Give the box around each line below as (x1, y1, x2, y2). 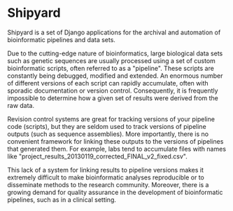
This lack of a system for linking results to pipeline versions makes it (7, 165, 204, 174)
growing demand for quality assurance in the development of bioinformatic (7, 188, 223, 196)
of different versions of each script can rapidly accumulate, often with (7, 79, 209, 87)
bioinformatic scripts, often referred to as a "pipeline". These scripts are (7, 64, 215, 72)
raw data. (7, 101, 35, 109)
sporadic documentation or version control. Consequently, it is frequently (7, 86, 218, 95)
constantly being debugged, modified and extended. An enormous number (7, 72, 223, 80)
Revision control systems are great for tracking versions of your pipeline (7, 114, 216, 123)
